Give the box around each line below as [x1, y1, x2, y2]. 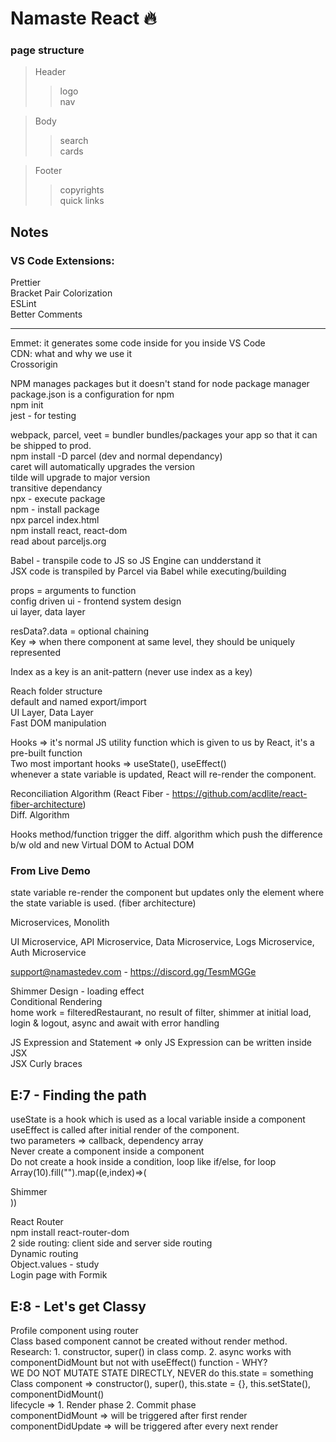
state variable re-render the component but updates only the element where [10, 887, 325, 899]
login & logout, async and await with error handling [10, 1017, 220, 1029]
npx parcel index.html [10, 514, 100, 526]
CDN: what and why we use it [10, 348, 132, 360]
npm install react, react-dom [10, 525, 128, 537]
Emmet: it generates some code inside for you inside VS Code [10, 337, 266, 349]
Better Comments [10, 308, 83, 321]
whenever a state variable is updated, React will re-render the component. [10, 768, 317, 781]
